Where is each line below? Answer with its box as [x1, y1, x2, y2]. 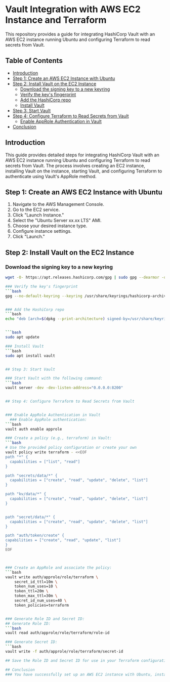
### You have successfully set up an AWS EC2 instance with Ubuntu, [5, 672, 153, 677]
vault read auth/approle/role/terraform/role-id [5, 630, 110, 635]
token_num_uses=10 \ [14, 584, 58, 589]
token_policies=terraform [14, 603, 69, 608]
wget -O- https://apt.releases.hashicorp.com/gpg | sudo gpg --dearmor [5, 275, 159, 280]
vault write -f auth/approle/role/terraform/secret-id [5, 649, 123, 654]
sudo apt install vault [5, 353, 56, 358]
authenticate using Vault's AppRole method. [5, 173, 97, 179]
